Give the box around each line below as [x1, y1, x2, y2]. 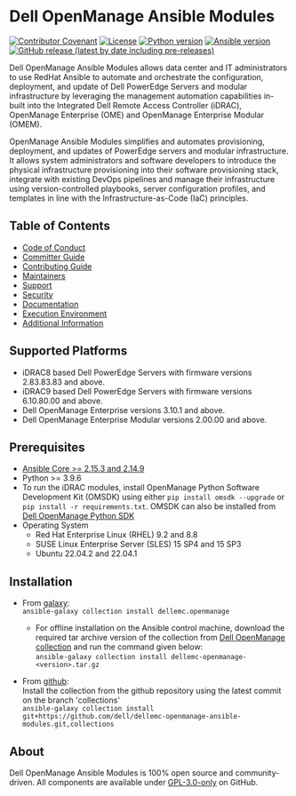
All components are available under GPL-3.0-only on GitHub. [36, 777, 259, 787]
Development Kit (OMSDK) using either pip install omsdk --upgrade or [21, 491, 285, 503]
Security [21, 289, 53, 299]
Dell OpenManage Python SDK [21, 511, 135, 521]
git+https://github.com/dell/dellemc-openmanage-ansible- [21, 712, 242, 721]
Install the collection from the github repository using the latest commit [21, 686, 282, 696]
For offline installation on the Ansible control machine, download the [35, 623, 285, 633]
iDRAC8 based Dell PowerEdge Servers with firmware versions [21, 367, 252, 378]
